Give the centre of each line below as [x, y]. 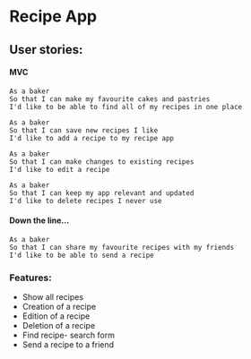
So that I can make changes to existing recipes [102, 162]
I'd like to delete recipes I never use [86, 201]
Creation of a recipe [59, 307]
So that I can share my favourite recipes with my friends [122, 247]
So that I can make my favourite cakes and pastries [110, 99]
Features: [30, 278]
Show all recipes [52, 297]
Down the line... [39, 220]
